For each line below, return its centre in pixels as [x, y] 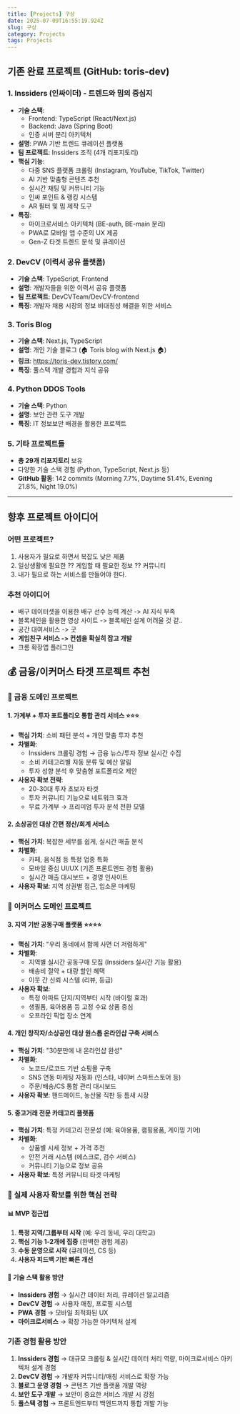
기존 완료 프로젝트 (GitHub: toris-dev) [89, 71]
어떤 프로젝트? [31, 539]
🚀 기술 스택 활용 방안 [36, 1277]
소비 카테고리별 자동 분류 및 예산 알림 [80, 762]
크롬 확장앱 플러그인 [45, 647]
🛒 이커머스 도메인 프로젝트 [49, 906]
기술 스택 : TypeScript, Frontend [63, 279]
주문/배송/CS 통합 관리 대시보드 [72, 1086]
